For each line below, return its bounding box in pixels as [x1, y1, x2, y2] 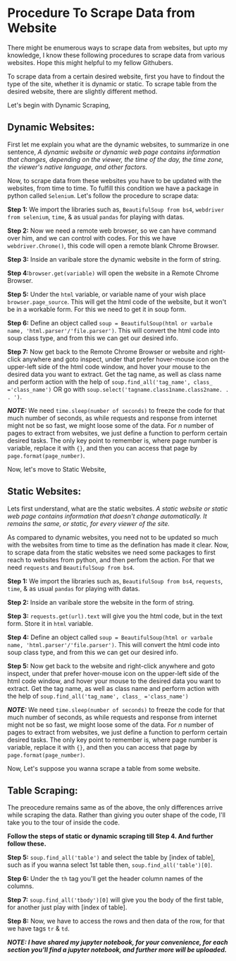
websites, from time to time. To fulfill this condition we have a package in [7, 184, 219, 192]
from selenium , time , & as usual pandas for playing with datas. [7, 212, 185, 221]
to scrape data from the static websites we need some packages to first [7, 548, 216, 557]
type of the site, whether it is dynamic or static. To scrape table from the [7, 79, 217, 88]
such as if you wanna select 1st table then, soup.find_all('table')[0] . [7, 861, 213, 869]
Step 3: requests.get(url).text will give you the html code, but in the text [7, 612, 223, 620]
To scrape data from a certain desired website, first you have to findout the [7, 72, 225, 81]
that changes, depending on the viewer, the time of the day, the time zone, [7, 155, 224, 163]
